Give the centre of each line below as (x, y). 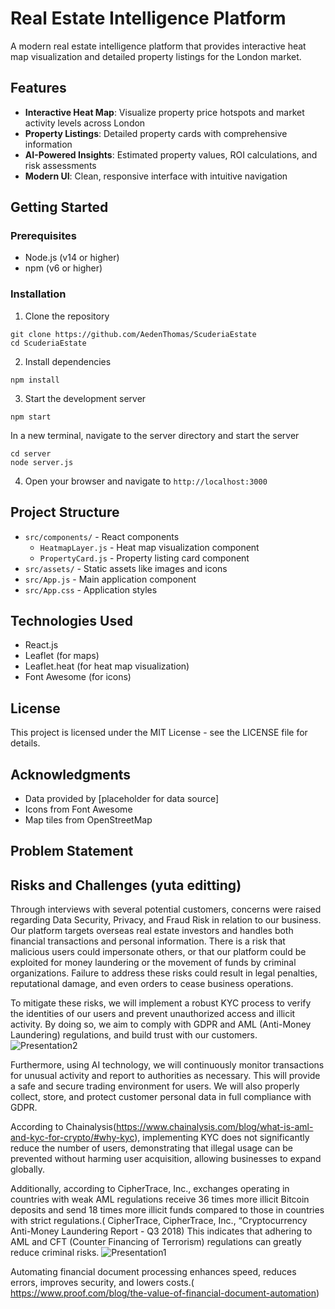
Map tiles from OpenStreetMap (88, 819)
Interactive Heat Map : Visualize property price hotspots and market (164, 112)
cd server (31, 453)
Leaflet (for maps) (62, 656)
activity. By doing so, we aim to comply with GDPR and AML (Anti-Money (161, 1024)
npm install (35, 380)
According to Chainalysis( (63, 1127)
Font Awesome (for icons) (78, 677)
